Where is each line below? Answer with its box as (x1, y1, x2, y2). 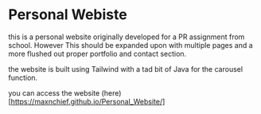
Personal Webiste (8, 6, 127, 24)
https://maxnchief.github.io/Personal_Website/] (10, 96, 166, 106)
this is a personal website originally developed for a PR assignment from (8, 32, 245, 41)
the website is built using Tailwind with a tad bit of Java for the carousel (8, 64, 243, 73)
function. (8, 73, 38, 82)
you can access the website (8, 88, 100, 97)
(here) (101, 88, 122, 97)
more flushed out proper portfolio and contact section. (8, 49, 187, 58)
